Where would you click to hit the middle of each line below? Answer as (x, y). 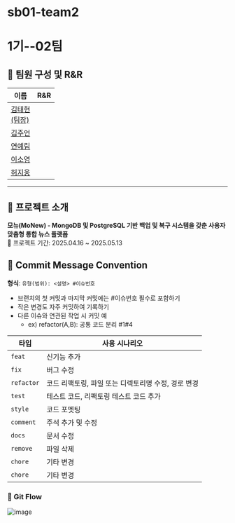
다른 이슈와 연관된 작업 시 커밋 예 (62, 315)
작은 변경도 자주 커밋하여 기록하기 (63, 306)
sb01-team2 (43, 12)
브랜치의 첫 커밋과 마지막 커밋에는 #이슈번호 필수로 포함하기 (99, 298)
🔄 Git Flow (24, 496)
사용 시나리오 (123, 343)
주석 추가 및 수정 (72, 423)
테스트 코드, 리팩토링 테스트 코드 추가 (104, 396)
